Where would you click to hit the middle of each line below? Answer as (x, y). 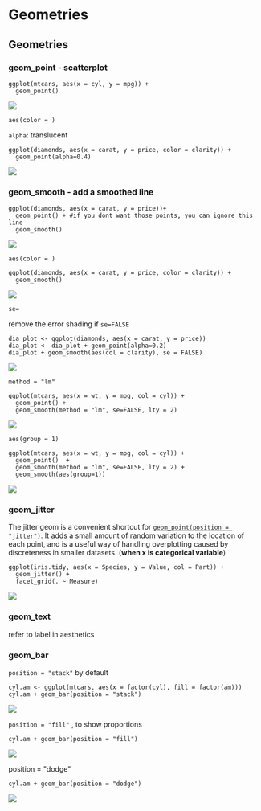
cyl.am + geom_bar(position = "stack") (75, 694)
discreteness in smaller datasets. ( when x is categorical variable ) (117, 553)
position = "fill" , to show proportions (75, 724)
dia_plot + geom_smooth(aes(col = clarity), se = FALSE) (106, 353)
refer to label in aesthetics (51, 634)
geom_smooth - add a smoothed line (81, 192)
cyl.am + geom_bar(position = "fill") (73, 739)
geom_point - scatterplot (58, 68)
